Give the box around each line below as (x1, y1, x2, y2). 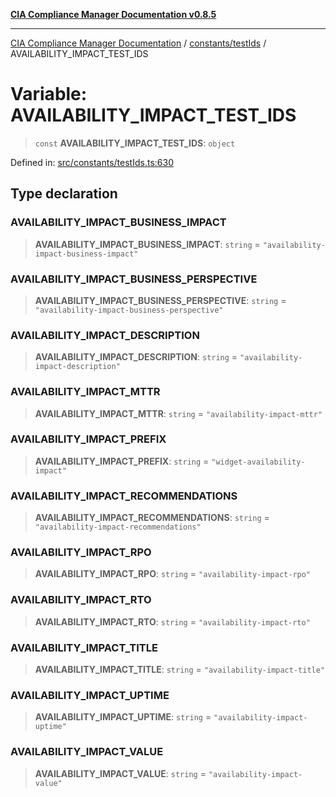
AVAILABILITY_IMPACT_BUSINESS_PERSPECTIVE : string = (34, 294, 287, 306)
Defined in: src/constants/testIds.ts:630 (10, 156, 174, 168)
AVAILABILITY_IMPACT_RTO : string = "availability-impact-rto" (34, 615, 311, 628)
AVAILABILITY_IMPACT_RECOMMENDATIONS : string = (34, 512, 270, 524)
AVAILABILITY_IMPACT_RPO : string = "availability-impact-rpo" (34, 568, 312, 580)
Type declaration (10, 185, 118, 203)
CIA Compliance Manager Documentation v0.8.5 (10, 9, 217, 20)
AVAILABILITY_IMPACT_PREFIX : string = (34, 455, 210, 467)
